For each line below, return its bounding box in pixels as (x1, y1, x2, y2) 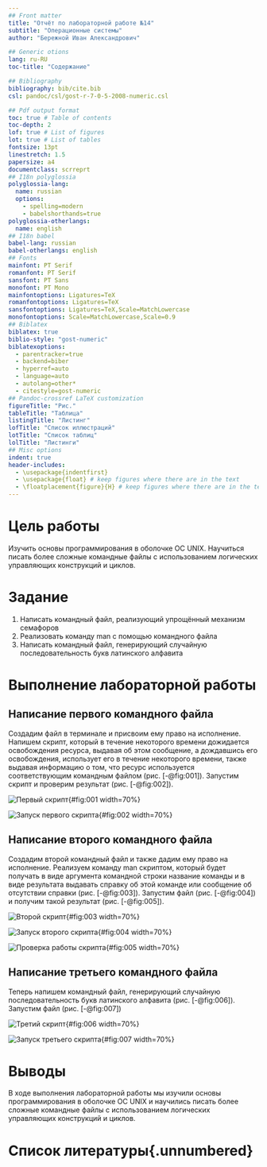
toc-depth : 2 (8, 121, 52, 129)
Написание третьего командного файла (8, 966, 219, 980)
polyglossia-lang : (8, 180, 69, 188)
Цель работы (8, 517, 100, 535)
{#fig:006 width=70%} (65, 1018, 140, 1029)
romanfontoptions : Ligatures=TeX (8, 299, 119, 307)
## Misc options (8, 446, 62, 454)
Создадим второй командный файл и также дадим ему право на (8, 854, 229, 864)
